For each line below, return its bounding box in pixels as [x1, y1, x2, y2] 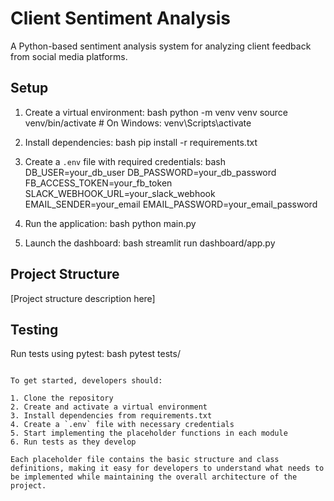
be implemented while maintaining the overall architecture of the [10, 472, 298, 482]
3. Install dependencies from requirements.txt [10, 411, 213, 421]
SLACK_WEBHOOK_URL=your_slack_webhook [24, 187, 216, 199]
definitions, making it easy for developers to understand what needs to [10, 463, 325, 474]
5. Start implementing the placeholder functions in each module [10, 428, 288, 439]
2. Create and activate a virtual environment [10, 402, 208, 412]
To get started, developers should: [10, 376, 163, 386]
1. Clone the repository [10, 393, 114, 404]
